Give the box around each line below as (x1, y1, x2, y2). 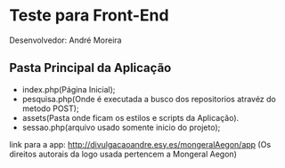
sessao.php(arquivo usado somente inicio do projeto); (21, 122, 221, 132)
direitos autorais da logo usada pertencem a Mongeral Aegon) (9, 148, 238, 159)
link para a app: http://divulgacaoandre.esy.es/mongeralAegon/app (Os (9, 139, 272, 149)
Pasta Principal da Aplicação (9, 60, 172, 76)
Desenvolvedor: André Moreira (9, 35, 122, 45)
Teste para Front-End (9, 5, 169, 26)
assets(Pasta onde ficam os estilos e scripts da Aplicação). (21, 112, 240, 123)
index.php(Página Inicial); (21, 84, 116, 94)
